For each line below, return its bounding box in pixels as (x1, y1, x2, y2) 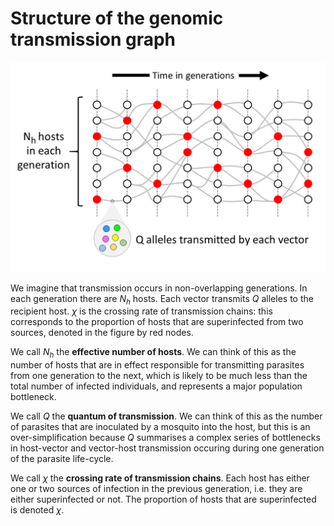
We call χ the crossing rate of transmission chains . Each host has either (10, 472, 310, 484)
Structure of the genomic (10, 7, 224, 30)
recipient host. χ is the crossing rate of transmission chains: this (10, 305, 273, 317)
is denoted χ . (10, 504, 65, 516)
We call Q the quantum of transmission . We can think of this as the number (10, 410, 323, 422)
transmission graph (10, 28, 177, 51)
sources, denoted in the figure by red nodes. (10, 327, 194, 339)
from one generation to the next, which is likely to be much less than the (10, 370, 308, 382)
